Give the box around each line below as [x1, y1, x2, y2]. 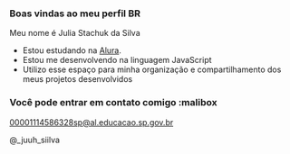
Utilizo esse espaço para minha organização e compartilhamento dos [22, 64, 282, 75]
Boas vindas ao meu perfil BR [9, 7, 140, 20]
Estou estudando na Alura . [22, 45, 122, 56]
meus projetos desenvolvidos [22, 74, 133, 85]
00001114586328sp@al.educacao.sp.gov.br [9, 116, 174, 128]
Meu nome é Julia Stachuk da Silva [9, 28, 140, 39]
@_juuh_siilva [9, 134, 61, 145]
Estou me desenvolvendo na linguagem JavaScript [22, 55, 212, 66]
